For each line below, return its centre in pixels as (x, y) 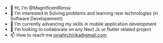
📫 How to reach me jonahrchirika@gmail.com (58, 35)
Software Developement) (36, 18)
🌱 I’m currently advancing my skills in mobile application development (83, 24)
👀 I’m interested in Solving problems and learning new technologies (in (84, 13)
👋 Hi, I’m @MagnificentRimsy (40, 8)
